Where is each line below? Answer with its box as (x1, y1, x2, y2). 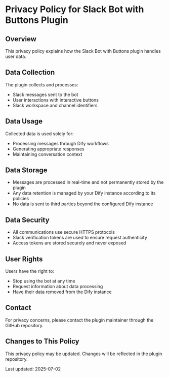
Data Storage (5, 166, 48, 175)
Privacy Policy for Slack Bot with (5, 4, 144, 15)
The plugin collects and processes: (5, 81, 78, 87)
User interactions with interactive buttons (12, 97, 99, 103)
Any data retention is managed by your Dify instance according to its (12, 190, 156, 196)
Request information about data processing (12, 284, 103, 290)
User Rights (5, 255, 43, 263)
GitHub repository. (5, 322, 44, 328)
